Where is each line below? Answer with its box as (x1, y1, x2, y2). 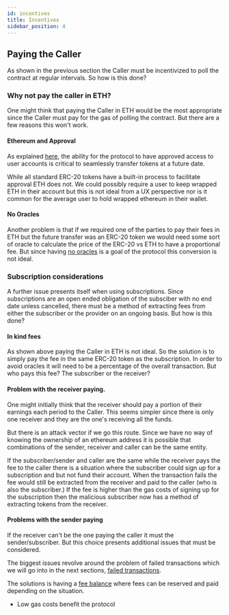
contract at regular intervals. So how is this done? (7, 73, 147, 82)
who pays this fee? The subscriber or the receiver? (7, 369, 150, 378)
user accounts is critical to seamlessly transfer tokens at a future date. (7, 159, 205, 167)
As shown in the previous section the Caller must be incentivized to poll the (7, 67, 219, 75)
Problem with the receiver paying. (7, 385, 106, 393)
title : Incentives (7, 16, 59, 23)
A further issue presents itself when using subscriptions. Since (7, 288, 184, 296)
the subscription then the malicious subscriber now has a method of (7, 492, 200, 501)
